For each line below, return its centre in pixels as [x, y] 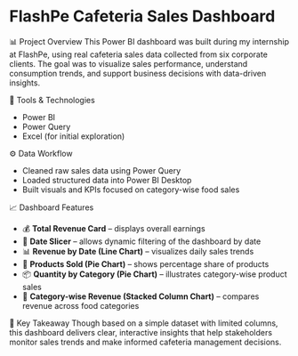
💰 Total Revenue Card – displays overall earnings [114, 228]
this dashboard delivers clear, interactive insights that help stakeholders [141, 332]
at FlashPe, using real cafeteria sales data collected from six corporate [139, 54]
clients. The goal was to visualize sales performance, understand [129, 63]
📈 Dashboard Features [52, 207]
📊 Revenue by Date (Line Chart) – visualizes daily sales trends [138, 251]
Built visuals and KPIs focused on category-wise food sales [131, 190]
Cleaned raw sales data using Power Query [101, 170]
